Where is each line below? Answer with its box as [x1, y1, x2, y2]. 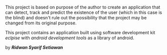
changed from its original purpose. [5, 20, 77, 26]
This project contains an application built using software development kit [5, 30, 155, 35]
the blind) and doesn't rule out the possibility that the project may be [5, 15, 147, 20]
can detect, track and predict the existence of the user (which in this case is [5, 9, 162, 15]
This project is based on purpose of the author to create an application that [5, 4, 160, 10]
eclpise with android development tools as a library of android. [5, 35, 134, 41]
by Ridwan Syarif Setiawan [5, 45, 63, 50]
